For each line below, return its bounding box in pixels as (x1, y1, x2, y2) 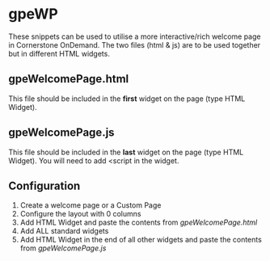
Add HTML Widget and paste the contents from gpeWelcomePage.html (19, 217, 258, 227)
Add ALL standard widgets (19, 226, 109, 236)
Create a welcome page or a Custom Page (19, 200, 162, 210)
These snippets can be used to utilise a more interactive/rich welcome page (8, 32, 261, 41)
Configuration (8, 179, 81, 192)
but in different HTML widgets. (8, 48, 111, 58)
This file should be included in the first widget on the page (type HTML (8, 94, 246, 103)
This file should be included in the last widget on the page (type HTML (8, 147, 244, 157)
